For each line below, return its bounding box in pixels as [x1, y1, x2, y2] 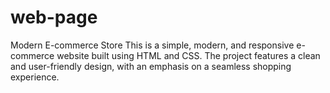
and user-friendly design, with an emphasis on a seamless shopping [10, 60, 292, 72]
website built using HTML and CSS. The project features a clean [56, 49, 321, 61]
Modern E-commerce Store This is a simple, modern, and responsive [10, 39, 295, 51]
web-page [10, 6, 98, 29]
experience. [10, 71, 60, 83]
